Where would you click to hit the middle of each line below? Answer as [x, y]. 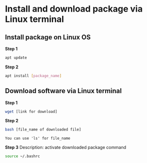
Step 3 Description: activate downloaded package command [66, 147]
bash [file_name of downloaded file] [43, 130]
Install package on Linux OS [48, 37]
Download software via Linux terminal [64, 91]
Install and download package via [74, 9]
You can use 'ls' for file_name [38, 139]
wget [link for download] [31, 112]
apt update [16, 58]
